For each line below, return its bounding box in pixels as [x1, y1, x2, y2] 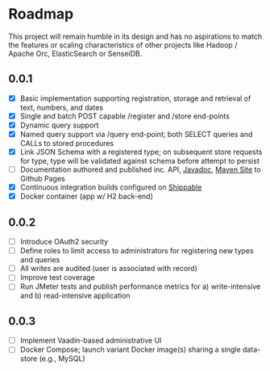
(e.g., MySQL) [39, 354, 86, 364]
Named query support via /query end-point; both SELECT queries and [19, 129, 253, 139]
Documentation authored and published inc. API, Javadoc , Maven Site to [19, 165, 261, 174]
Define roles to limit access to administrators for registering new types [19, 246, 254, 256]
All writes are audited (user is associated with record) [19, 264, 197, 273]
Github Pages [19, 174, 66, 184]
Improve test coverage [19, 273, 95, 282]
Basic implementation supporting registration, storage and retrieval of [19, 94, 251, 103]
